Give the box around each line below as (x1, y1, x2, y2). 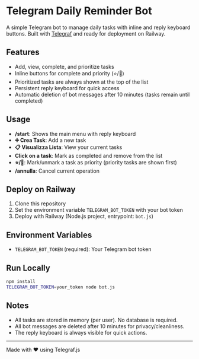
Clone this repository (14, 200, 66, 207)
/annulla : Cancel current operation (14, 167, 99, 174)
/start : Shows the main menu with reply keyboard (14, 130, 136, 137)
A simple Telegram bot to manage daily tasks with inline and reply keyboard (6, 24, 191, 31)
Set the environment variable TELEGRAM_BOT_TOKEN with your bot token (14, 206, 184, 214)
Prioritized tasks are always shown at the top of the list (14, 78, 149, 85)
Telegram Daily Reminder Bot (6, 4, 152, 18)
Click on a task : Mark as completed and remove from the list (14, 152, 163, 159)
